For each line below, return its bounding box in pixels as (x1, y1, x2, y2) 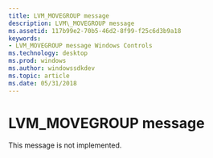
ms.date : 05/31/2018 (8, 79, 78, 87)
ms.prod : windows (8, 57, 67, 65)
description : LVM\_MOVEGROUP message (8, 19, 135, 27)
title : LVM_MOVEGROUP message (8, 11, 110, 20)
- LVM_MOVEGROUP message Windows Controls (8, 42, 153, 50)
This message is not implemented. (8, 140, 122, 150)
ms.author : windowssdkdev (8, 64, 95, 73)
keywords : (8, 34, 42, 43)
